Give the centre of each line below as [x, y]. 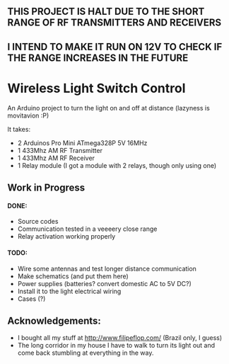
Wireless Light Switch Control [96, 88]
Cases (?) [31, 298]
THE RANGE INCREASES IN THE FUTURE [98, 58]
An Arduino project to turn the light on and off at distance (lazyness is [108, 108]
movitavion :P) [28, 115]
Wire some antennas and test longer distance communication [107, 268]
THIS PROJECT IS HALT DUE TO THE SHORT [106, 12]
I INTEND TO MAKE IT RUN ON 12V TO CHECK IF [115, 46]
